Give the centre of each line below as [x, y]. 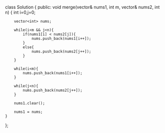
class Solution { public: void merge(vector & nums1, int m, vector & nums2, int [82, 7]
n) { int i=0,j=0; [20, 12]
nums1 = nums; [28, 112]
